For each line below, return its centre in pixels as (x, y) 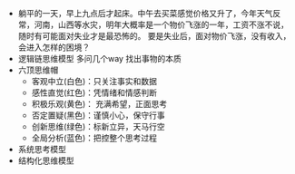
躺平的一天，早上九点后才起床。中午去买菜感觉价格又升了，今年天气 (145, 13)
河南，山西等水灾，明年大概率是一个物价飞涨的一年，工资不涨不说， (161, 24)
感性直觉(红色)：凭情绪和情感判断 (94, 92)
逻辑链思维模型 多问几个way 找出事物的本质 (99, 58)
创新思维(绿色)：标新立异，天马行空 (98, 126)
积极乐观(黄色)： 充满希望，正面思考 (99, 104)
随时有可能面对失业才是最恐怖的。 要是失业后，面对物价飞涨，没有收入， (154, 36)
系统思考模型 (42, 149)
